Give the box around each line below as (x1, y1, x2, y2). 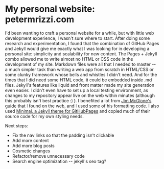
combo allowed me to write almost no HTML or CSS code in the (5, 56, 133, 62)
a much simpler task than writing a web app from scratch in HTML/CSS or (5, 66, 154, 72)
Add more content (12, 137, 49, 143)
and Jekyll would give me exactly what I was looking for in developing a (5, 46, 150, 51)
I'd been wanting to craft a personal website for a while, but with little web (5, 30, 154, 36)
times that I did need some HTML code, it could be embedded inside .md (5, 77, 152, 83)
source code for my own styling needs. (5, 113, 84, 119)
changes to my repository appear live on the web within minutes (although (5, 92, 155, 98)
